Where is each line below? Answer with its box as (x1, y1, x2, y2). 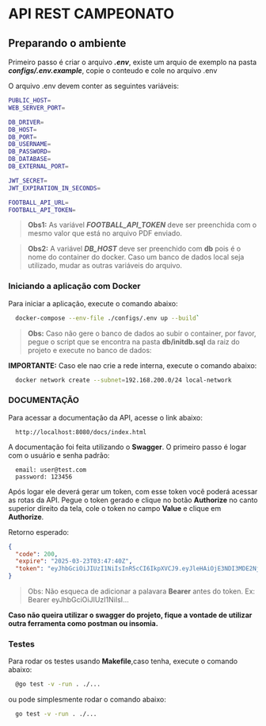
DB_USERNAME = (8, 140, 51, 148)
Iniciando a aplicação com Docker (8, 281, 141, 292)
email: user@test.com (15, 466, 87, 474)
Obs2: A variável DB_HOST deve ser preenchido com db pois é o (27, 244, 241, 254)
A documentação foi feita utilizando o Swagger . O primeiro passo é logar (8, 442, 247, 451)
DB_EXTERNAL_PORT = (8, 163, 69, 171)
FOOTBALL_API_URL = (8, 198, 69, 206)
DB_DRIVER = (8, 118, 44, 126)
